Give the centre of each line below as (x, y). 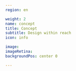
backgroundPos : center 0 (31, 56)
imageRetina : (19, 51)
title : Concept (21, 28)
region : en (17, 10)
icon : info (17, 38)
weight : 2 (16, 19)
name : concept (20, 24)
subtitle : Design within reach (38, 33)
